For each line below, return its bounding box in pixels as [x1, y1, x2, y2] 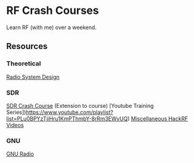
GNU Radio [6, 150, 35, 158]
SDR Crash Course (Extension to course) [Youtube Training [6, 102, 154, 109]
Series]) [6, 108, 26, 116]
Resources [6, 41, 48, 52]
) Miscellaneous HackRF [127, 115, 188, 122]
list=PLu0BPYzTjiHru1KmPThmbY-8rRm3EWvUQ [6, 115, 128, 122]
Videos [6, 121, 24, 128]
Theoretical [6, 59, 41, 68]
